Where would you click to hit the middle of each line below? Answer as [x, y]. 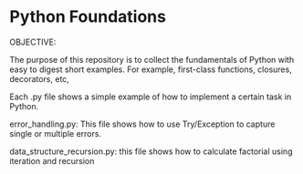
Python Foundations [88, 17]
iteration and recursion [52, 160]
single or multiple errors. [56, 133]
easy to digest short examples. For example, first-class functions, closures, [151, 69]
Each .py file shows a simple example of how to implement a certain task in [151, 97]
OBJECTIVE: [33, 42]
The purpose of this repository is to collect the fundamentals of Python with [152, 59]
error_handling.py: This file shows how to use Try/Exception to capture [142, 124]
